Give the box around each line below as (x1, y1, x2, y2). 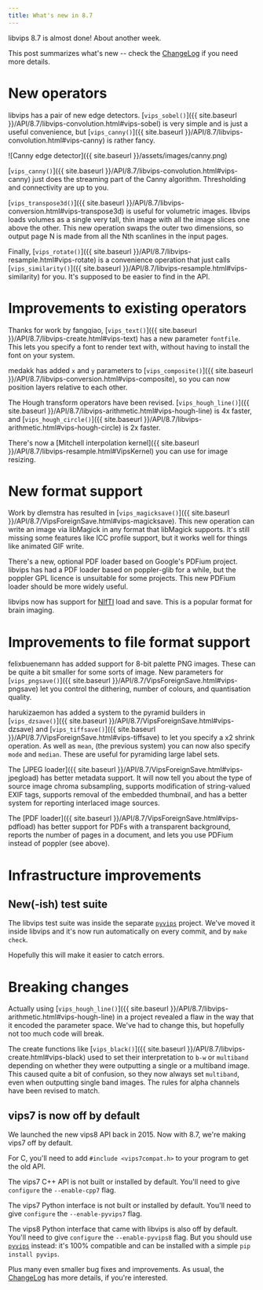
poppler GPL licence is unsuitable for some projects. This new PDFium (8, 574, 236, 583)
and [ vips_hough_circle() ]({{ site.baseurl (8, 414, 143, 423)
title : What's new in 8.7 (8, 11, 93, 20)
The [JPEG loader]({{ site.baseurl (8, 765, 116, 774)
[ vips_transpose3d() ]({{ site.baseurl (8, 198, 125, 207)
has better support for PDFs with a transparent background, (37, 822, 232, 831)
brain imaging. (8, 605, 55, 615)
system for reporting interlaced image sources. (8, 798, 160, 808)
